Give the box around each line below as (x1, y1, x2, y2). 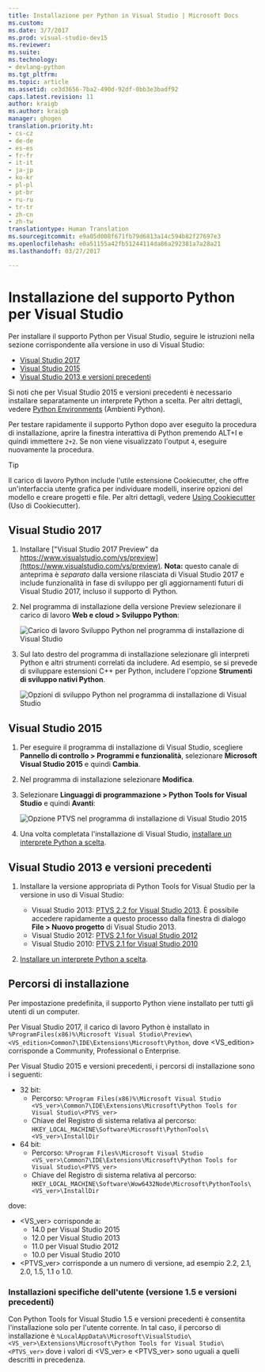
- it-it (8, 159, 34, 167)
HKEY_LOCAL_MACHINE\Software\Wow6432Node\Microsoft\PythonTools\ (31, 1180, 252, 1188)
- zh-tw (8, 218, 34, 226)
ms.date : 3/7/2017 (8, 26, 69, 34)
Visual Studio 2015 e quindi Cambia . (19, 760, 141, 769)
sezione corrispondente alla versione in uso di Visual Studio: (8, 340, 205, 349)
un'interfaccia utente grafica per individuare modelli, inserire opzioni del (8, 484, 243, 494)
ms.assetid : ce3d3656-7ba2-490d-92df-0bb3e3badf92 (8, 85, 179, 93)
